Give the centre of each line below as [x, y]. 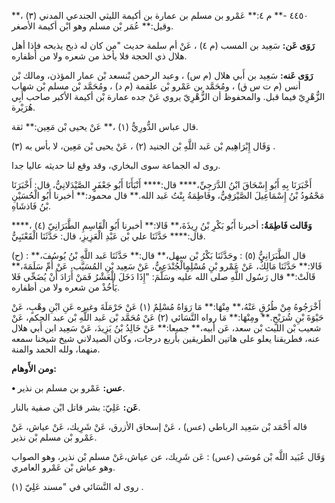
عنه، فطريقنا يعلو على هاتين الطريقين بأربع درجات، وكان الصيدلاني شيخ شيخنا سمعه [166, 338]
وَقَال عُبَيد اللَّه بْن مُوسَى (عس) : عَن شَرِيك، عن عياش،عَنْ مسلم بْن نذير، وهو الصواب [168, 456]
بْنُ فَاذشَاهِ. [31, 206]
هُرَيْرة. [23, 107]
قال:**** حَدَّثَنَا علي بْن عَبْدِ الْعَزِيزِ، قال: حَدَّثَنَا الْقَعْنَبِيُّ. [108, 236]
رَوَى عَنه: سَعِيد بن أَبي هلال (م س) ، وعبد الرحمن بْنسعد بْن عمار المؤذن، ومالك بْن [162, 75]
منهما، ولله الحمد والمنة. [56, 349]
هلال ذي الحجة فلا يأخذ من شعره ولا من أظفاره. [99, 56]
